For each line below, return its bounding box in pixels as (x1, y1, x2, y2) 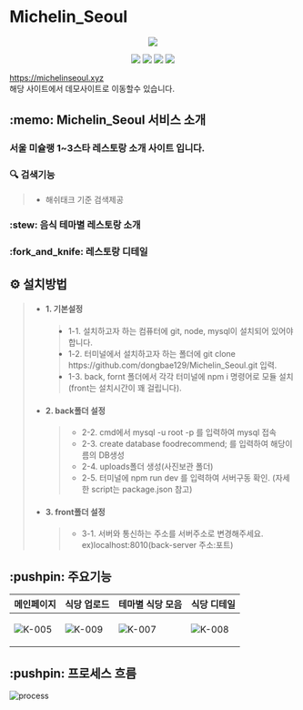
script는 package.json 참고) (91, 484, 193, 495)
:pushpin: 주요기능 (9, 569, 112, 584)
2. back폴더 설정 (45, 405, 106, 416)
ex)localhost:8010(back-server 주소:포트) (81, 540, 234, 551)
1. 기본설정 (45, 303, 84, 315)
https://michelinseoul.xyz (9, 72, 105, 83)
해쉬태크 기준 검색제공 (45, 194, 125, 205)
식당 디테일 (190, 598, 237, 611)
